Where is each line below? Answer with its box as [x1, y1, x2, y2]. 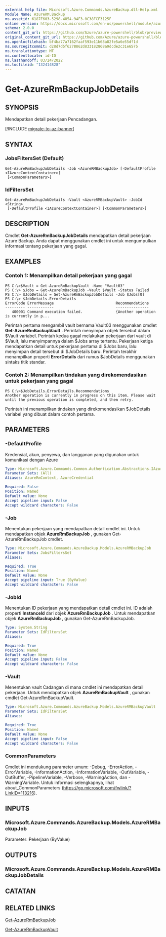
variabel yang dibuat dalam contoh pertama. [5, 411, 95, 417]
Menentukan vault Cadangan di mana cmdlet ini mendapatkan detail [5, 684, 144, 690]
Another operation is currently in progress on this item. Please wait [5, 393, 156, 398]
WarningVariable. [5, 780, 41, 785]
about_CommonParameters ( [5, 784, 64, 790]
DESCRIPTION [5, 219, 49, 228]
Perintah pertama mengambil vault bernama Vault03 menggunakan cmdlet [5, 322, 157, 328]
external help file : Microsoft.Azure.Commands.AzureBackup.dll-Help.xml [5, 7, 158, 12]
